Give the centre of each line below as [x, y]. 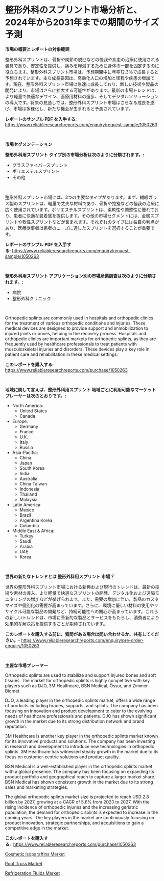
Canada [27, 416]
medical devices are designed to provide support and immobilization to [77, 328]
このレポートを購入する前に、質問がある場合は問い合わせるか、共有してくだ [82, 634]
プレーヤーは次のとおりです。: [36, 396]
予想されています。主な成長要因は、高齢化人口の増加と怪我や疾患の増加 [78, 78]
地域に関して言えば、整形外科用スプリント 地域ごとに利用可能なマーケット [81, 389]
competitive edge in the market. [37, 828]
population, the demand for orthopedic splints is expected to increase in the [82, 812]
